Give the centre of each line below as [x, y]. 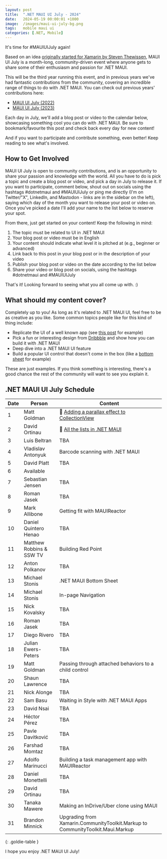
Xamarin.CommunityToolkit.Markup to [103, 823]
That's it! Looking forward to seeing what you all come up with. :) [72, 284]
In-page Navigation [82, 595]
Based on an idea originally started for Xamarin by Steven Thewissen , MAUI [83, 57]
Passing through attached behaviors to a [107, 664]
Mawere [34, 809]
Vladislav [35, 449]
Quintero [34, 528]
